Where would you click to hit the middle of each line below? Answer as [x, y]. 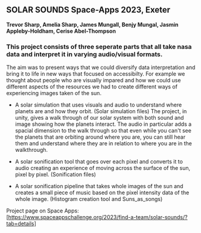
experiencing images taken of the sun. [54, 93]
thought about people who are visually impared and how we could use [94, 80]
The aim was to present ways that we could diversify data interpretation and [101, 67]
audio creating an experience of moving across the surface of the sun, [103, 168]
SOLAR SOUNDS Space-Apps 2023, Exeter [88, 10]
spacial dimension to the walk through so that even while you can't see [103, 131]
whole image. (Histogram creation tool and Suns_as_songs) [89, 199]
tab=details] [21, 224]
